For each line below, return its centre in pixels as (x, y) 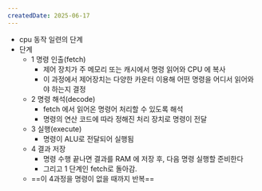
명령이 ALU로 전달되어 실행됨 (88, 138)
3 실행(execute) (56, 129)
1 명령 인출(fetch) (58, 59)
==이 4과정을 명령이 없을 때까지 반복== (93, 178)
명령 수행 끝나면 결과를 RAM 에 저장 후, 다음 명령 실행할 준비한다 (143, 158)
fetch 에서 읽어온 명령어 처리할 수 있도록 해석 (113, 109)
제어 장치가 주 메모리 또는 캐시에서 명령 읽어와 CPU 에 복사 (134, 69)
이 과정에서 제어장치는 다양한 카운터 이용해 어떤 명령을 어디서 (138, 79)
